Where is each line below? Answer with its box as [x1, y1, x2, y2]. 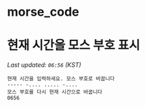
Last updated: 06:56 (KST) [7, 61, 82, 69]
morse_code [7, 4, 80, 20]
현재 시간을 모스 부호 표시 [7, 38, 141, 53]
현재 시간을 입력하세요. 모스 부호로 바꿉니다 [7, 75, 115, 82]
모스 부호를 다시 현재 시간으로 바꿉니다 [7, 88, 103, 96]
